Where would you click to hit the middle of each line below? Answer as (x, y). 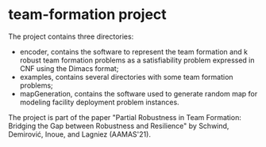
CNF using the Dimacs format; (69, 68)
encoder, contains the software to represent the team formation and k (134, 51)
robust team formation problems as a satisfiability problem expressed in (137, 60)
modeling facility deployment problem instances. (100, 102)
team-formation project (87, 15)
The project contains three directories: (71, 36)
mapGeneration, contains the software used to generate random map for (139, 93)
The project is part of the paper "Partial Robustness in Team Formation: (125, 117)
